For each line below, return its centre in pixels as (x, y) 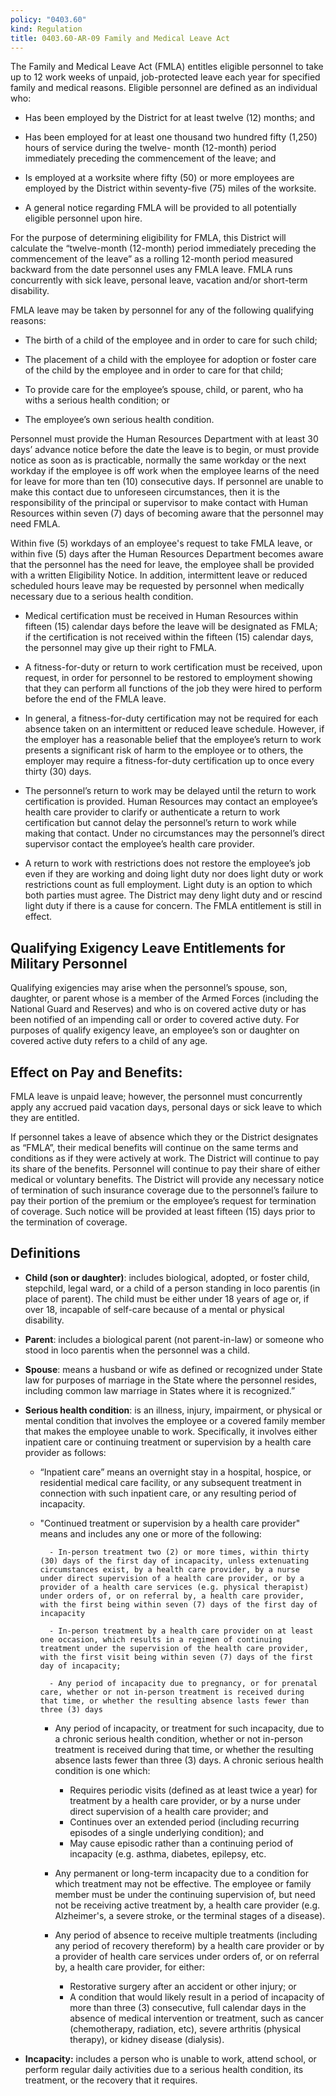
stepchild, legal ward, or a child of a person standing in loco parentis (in (172, 1288)
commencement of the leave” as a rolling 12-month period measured (152, 259)
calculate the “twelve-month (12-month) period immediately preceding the (163, 248)
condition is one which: (102, 1770)
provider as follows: (65, 1452)
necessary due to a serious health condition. (102, 597)
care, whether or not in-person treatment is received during (172, 1692)
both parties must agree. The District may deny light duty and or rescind (173, 895)
